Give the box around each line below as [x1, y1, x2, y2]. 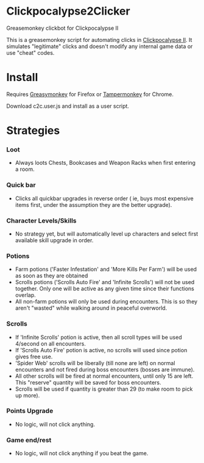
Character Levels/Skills [6, 216, 77, 225]
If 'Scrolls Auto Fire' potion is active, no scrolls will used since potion [15, 346, 188, 353]
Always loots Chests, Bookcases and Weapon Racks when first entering [15, 159, 196, 167]
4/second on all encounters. [15, 339, 86, 347]
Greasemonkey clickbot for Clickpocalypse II [6, 24, 119, 32]
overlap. [15, 291, 37, 299]
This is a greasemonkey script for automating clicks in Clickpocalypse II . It [6, 36, 192, 43]
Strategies [6, 124, 60, 138]
